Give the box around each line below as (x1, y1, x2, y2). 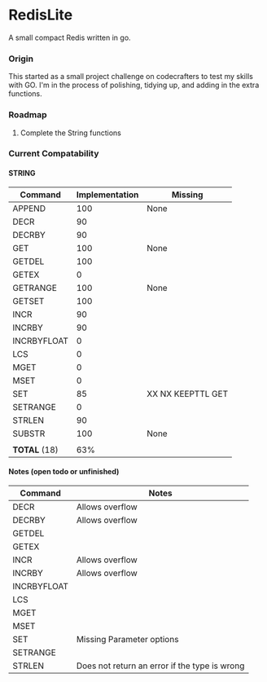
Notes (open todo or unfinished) (8, 467, 120, 477)
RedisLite (8, 6, 73, 24)
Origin (8, 53, 34, 64)
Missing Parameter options (76, 633, 179, 645)
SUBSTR (12, 428, 46, 439)
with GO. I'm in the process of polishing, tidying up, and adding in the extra (8, 80, 260, 90)
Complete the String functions (20, 128, 122, 138)
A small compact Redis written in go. (8, 33, 132, 42)
